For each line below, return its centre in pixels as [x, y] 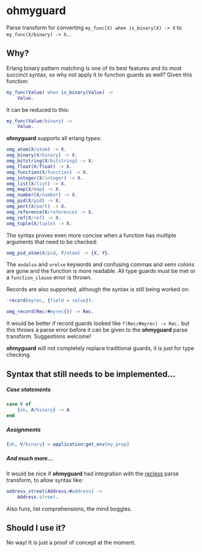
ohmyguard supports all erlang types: [54, 138]
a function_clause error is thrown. [49, 278]
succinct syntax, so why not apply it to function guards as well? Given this [99, 75]
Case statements [29, 390]
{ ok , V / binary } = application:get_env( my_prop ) [68, 444]
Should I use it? [36, 528]
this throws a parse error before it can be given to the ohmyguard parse [97, 330]
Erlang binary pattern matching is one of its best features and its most [94, 68]
